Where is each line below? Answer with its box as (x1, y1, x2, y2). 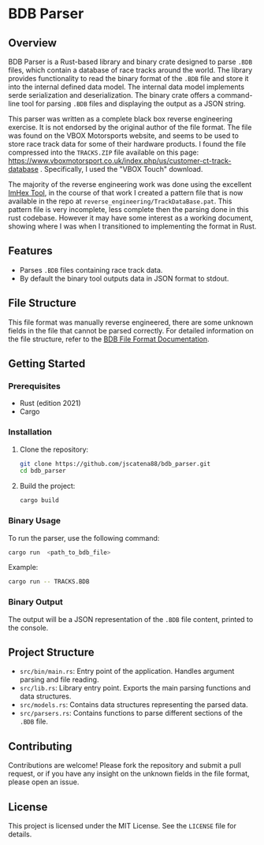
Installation (8, 426, 53, 437)
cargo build (19, 497, 59, 504)
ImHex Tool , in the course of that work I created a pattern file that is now (8, 188, 244, 197)
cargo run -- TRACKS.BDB (8, 578, 90, 586)
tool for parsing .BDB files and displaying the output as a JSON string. (21, 99, 246, 108)
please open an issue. (8, 777, 80, 787)
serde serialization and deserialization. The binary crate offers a (8, 91, 215, 99)
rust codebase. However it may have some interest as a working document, (8, 214, 254, 222)
